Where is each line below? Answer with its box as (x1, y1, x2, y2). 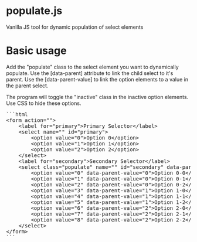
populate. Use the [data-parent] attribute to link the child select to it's (6, 69, 174, 77)
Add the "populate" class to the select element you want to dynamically (6, 63, 179, 70)
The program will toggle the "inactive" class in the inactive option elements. (6, 93, 189, 100)
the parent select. (6, 82, 49, 89)
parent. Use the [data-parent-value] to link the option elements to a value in (6, 76, 189, 83)
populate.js (6, 4, 63, 18)
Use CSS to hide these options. (6, 100, 81, 107)
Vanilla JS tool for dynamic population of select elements (6, 23, 144, 30)
